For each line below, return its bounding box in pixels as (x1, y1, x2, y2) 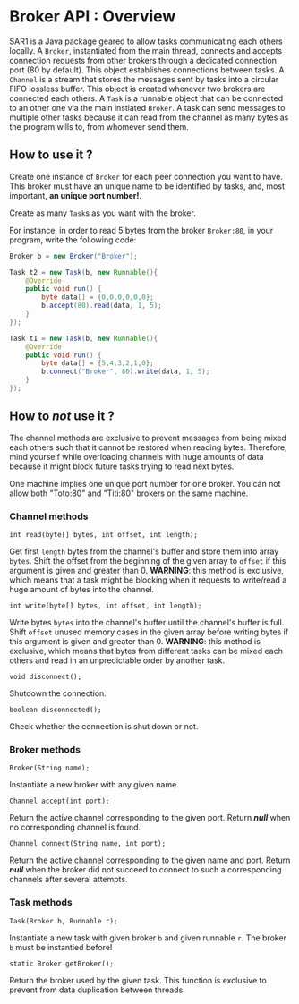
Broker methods (9, 743, 81, 755)
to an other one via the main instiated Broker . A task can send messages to (9, 102, 286, 113)
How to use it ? (9, 148, 93, 163)
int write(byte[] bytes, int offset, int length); (9, 601, 202, 610)
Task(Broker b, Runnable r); (9, 916, 118, 925)
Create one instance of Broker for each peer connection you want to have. (9, 171, 284, 182)
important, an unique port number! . (9, 190, 141, 200)
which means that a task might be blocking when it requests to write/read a (9, 574, 287, 585)
